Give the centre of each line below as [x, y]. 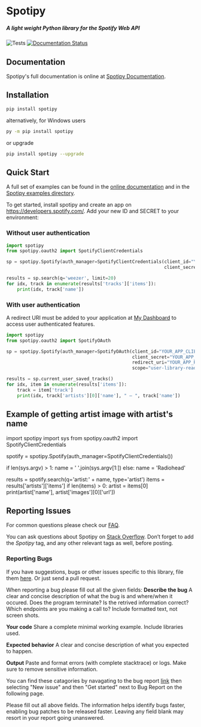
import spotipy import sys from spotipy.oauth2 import [72, 438]
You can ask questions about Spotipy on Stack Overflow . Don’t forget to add [100, 537]
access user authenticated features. [51, 324]
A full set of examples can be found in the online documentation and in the [98, 187]
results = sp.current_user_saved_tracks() [60, 379]
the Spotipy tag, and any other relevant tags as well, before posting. [90, 543]
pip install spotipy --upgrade [45, 154]
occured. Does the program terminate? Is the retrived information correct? [98, 602]
